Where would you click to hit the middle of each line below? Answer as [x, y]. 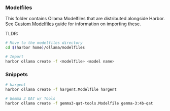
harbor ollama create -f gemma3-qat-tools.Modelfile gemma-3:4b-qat [79, 103]
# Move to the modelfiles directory [44, 43]
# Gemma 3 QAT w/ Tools [30, 98]
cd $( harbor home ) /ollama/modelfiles [45, 48]
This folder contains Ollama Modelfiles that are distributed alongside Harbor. [85, 19]
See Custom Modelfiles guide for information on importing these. [73, 24]
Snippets [16, 74]
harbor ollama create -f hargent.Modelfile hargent [61, 89]
